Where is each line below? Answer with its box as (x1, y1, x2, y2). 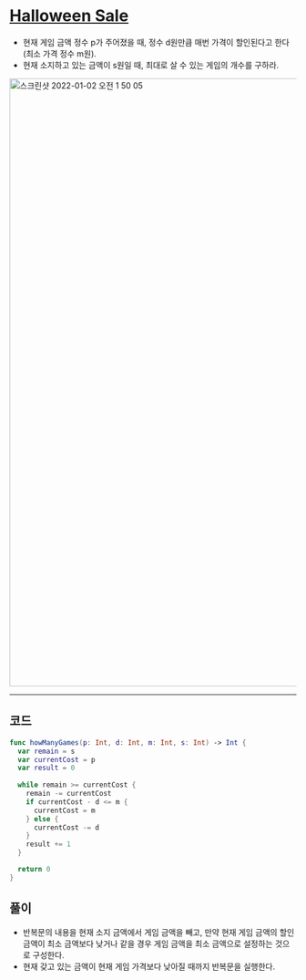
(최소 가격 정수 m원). (22, 47, 97, 59)
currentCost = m (33, 806, 96, 815)
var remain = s (17, 747, 76, 756)
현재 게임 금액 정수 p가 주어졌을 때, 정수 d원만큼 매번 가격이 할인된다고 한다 (22, 36, 290, 47)
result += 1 (25, 840, 71, 849)
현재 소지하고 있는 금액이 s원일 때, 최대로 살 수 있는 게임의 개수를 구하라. (22, 59, 280, 70)
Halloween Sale (9, 5, 129, 26)
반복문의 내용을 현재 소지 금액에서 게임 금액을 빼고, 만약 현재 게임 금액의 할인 (22, 926, 295, 937)
